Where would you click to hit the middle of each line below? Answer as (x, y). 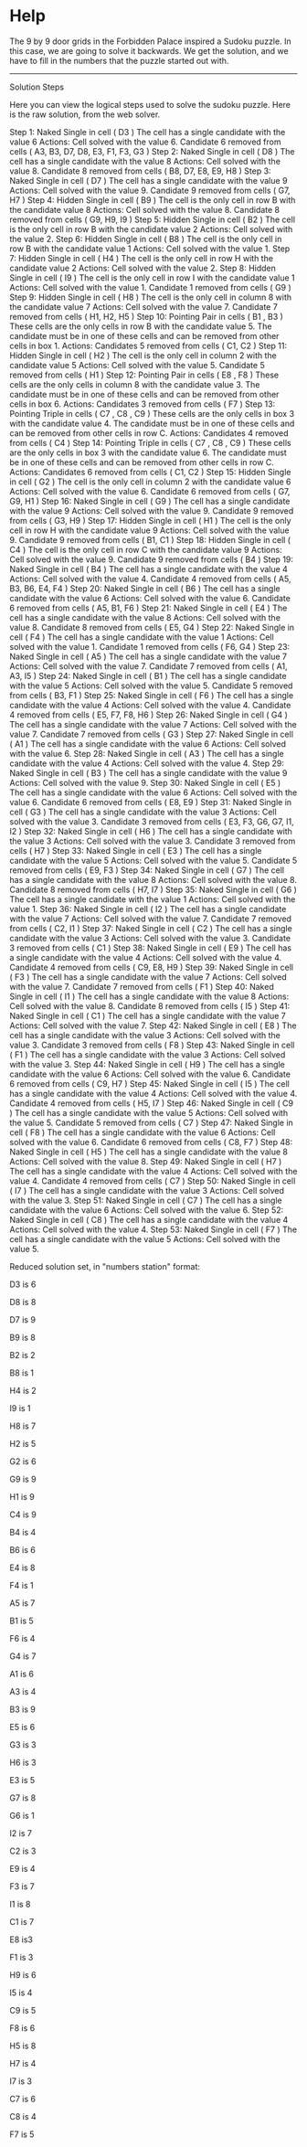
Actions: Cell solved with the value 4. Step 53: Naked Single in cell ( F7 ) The (153, 1229)
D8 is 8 (23, 1302)
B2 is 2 (22, 1355)
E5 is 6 (22, 1727)
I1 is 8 (20, 1904)
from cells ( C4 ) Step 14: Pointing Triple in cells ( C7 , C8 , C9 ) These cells (150, 442)
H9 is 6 (23, 1974)
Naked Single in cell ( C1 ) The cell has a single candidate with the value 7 (148, 1015)
